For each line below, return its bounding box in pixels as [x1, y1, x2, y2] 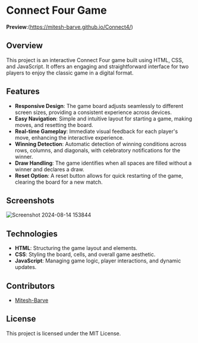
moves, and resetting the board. [14, 121, 93, 128]
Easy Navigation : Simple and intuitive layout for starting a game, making [14, 115, 192, 122]
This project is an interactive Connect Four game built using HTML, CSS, [6, 56, 184, 63]
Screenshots [6, 195, 55, 206]
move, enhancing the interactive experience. [14, 134, 124, 141]
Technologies [6, 228, 58, 239]
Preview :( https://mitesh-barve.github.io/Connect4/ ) [6, 23, 134, 30]
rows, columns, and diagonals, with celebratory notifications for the [14, 147, 180, 154]
